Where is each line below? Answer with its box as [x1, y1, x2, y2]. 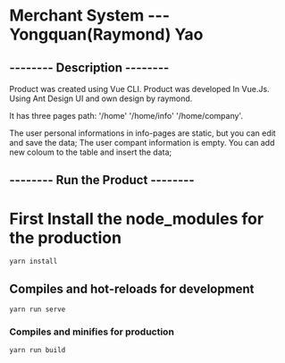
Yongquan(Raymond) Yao [9, 24, 204, 45]
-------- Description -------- [9, 60, 170, 75]
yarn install [9, 257, 58, 266]
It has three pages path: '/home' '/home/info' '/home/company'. [9, 111, 244, 121]
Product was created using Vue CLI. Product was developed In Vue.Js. [9, 84, 270, 94]
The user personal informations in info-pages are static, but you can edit [9, 128, 276, 139]
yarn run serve [9, 305, 66, 314]
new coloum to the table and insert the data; [9, 147, 172, 157]
